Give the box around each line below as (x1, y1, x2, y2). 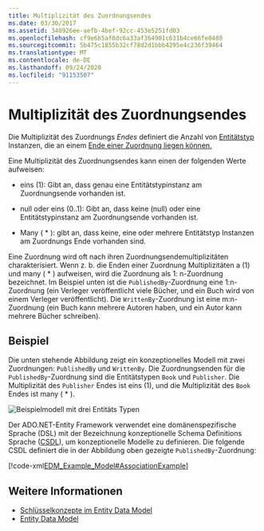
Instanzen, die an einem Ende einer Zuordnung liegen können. (8, 141, 213, 150)
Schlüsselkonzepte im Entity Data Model (19, 505, 153, 515)
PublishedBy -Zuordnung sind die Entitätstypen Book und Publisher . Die (8, 372, 240, 382)
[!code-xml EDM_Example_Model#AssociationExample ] (8, 461, 189, 471)
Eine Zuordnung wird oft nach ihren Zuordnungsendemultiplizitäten (8, 252, 229, 261)
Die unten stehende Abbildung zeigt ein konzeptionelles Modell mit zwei (8, 355, 246, 365)
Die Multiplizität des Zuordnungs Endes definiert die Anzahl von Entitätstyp (8, 132, 254, 141)
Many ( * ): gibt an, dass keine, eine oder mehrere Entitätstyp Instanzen (19, 228, 254, 237)
